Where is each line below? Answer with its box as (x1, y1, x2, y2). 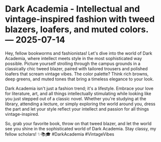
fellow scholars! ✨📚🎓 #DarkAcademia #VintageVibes (5, 131, 114, 137)
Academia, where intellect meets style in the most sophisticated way (5, 55, 142, 61)
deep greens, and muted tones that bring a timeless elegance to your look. (5, 76, 154, 82)
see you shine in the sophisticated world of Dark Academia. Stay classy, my (5, 126, 157, 131)
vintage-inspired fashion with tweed (5, 14, 155, 25)
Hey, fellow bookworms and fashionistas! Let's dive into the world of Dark (5, 50, 153, 56)
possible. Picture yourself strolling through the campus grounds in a (5, 61, 141, 66)
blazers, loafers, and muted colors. (5, 24, 149, 35)
